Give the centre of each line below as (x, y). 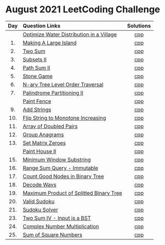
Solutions (139, 26)
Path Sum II (36, 68)
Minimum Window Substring (57, 159)
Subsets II (35, 59)
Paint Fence (37, 101)
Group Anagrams (43, 135)
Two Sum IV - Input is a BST (57, 218)
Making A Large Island (50, 43)
